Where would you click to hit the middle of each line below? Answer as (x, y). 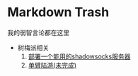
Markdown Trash (58, 12)
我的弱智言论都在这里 (38, 32)
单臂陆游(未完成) (52, 65)
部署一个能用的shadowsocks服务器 (79, 56)
